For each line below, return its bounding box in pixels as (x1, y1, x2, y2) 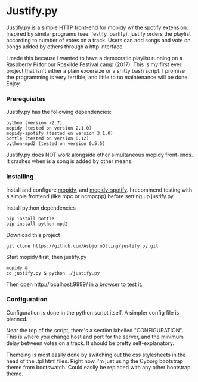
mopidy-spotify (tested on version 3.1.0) (6, 130, 113, 137)
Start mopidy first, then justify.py (6, 253, 87, 260)
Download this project (6, 231, 60, 238)
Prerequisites (6, 94, 46, 103)
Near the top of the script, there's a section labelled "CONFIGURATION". (6, 326, 184, 334)
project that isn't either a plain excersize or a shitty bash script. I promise (6, 67, 185, 74)
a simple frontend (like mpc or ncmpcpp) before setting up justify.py (6, 192, 174, 199)
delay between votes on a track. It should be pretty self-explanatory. (6, 339, 175, 347)
